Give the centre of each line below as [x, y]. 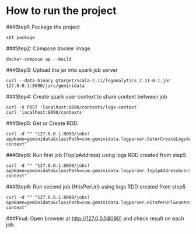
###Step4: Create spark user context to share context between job [87, 96]
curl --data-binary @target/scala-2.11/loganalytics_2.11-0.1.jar [88, 81]
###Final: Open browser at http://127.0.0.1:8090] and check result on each [95, 218]
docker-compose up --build [39, 59]
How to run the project [61, 11]
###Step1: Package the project [43, 27]
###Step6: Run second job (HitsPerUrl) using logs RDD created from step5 [96, 186]
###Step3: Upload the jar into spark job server [62, 70]
